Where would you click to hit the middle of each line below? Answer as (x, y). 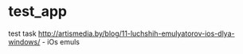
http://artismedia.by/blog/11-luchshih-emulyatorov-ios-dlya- (137, 33)
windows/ (24, 41)
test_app (38, 12)
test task (23, 33)
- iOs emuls (61, 41)
